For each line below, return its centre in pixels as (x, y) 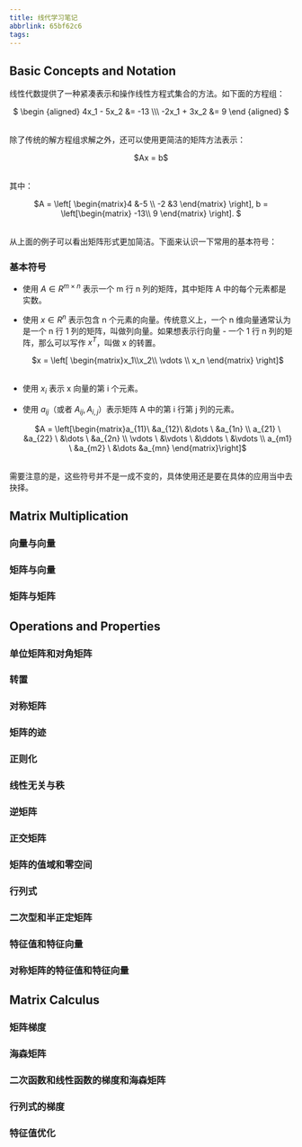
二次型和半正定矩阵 (51, 917)
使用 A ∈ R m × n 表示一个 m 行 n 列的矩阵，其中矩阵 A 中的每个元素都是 (154, 288)
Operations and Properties (85, 626)
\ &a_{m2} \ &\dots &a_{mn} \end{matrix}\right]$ (158, 448)
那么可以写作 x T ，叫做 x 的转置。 (99, 341)
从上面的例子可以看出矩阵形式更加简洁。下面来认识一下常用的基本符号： (143, 242)
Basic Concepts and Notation (93, 71)
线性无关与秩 (37, 786)
